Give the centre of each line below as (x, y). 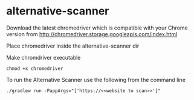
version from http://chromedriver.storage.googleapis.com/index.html (92, 34)
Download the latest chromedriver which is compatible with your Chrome (97, 28)
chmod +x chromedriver (35, 68)
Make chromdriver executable (44, 57)
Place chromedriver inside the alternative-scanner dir (73, 46)
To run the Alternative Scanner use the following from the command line (96, 80)
